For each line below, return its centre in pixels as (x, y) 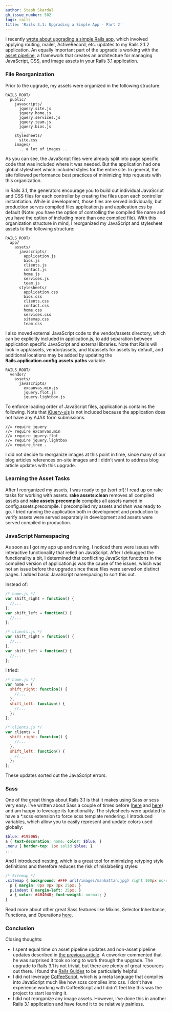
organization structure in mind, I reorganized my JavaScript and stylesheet (84, 223)
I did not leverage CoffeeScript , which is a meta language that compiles (88, 977)
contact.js (35, 270)
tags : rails (18, 20)
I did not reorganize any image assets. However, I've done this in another (89, 999)
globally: (14, 827)
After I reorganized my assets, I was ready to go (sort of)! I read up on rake (84, 490)
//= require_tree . (26, 445)
